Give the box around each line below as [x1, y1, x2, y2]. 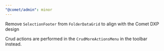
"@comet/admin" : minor [5, 7, 52, 12]
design [5, 26, 19, 32]
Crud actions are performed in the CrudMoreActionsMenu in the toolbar [5, 36, 147, 42]
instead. [5, 41, 22, 47]
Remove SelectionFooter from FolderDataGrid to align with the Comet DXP [5, 21, 159, 27]
